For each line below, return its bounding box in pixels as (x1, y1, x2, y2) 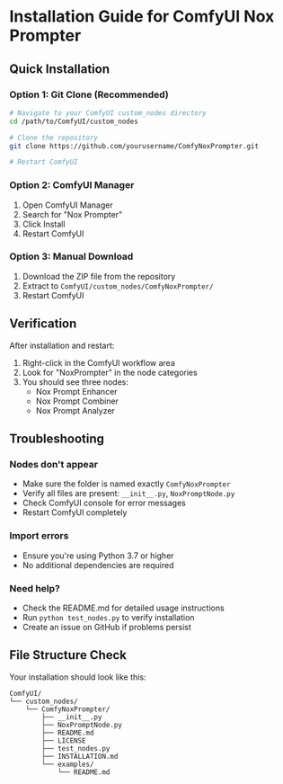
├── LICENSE (41, 735, 87, 745)
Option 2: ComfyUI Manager (9, 179, 135, 192)
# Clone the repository (9, 133, 99, 142)
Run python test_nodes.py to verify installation (22, 611, 195, 622)
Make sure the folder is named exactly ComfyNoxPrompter (22, 478, 231, 489)
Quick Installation (9, 61, 111, 76)
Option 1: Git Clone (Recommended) (9, 88, 169, 101)
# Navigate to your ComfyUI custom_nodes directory (9, 108, 207, 118)
